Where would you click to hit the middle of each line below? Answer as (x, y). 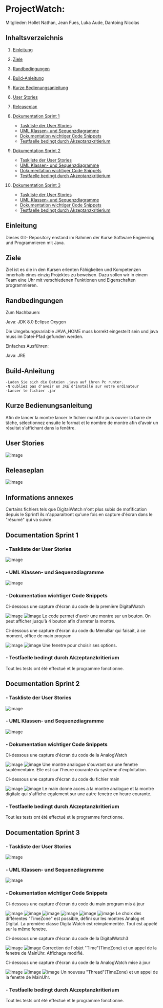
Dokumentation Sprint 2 (36, 151)
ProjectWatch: (35, 9)
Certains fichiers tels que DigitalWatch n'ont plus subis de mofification (76, 509)
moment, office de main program (39, 636)
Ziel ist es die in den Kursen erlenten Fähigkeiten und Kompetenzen (73, 269)
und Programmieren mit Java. (35, 243)
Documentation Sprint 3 (43, 832)
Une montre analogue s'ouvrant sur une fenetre (90, 764)
